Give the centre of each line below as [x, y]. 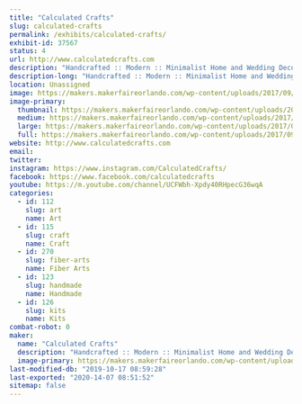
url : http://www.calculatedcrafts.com [82, 59]
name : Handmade [54, 293]
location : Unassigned [50, 85]
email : [22, 151]
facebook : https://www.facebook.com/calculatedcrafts [112, 176]
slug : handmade [54, 285]
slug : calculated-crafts [56, 26]
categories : [31, 193]
